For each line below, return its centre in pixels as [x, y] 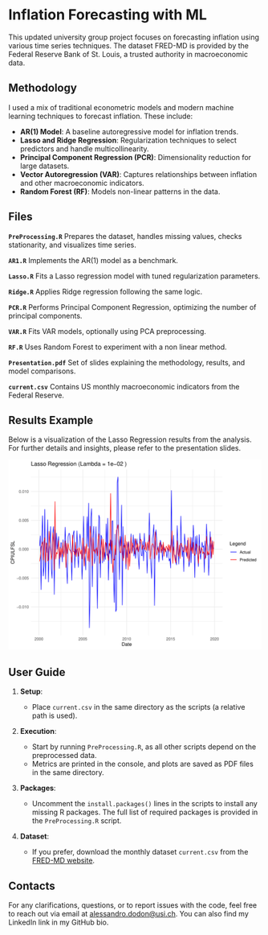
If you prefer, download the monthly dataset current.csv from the [140, 852]
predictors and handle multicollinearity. [85, 148]
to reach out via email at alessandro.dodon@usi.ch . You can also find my [128, 914]
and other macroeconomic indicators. [82, 183]
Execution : [38, 731]
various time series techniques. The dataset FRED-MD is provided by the [128, 45]
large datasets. [45, 166]
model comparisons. [42, 371]
